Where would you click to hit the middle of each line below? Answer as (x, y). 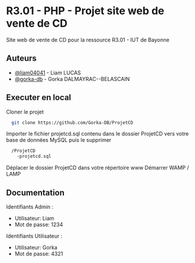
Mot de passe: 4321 (39, 254)
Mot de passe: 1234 (39, 225)
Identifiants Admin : (30, 207)
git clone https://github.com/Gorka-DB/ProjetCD (72, 122)
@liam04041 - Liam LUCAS (48, 73)
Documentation (35, 192)
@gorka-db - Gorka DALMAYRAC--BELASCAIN (72, 79)
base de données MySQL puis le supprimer (59, 140)
